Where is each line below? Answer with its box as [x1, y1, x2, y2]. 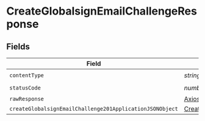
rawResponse [9, 95, 45, 102]
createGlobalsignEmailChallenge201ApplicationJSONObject [9, 105, 178, 112]
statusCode [9, 84, 41, 91]
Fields [6, 41, 31, 52]
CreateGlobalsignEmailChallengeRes [6, 4, 197, 18]
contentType [9, 72, 45, 78]
